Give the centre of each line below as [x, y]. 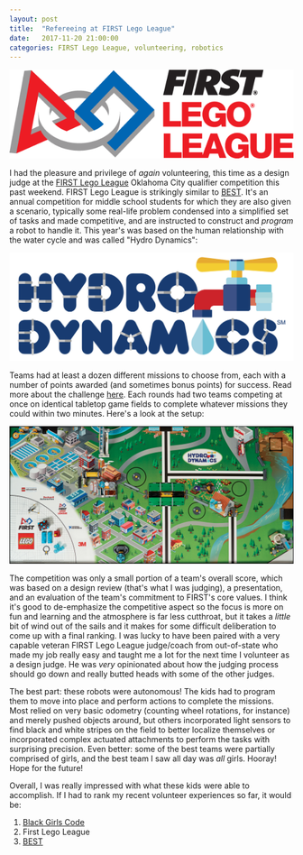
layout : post [34, 19]
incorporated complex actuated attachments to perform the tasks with [140, 739]
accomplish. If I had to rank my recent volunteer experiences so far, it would [151, 795]
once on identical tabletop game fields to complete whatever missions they [149, 404]
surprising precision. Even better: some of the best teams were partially [142, 749]
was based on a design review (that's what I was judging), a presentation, [146, 587]
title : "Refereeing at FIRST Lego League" [92, 28]
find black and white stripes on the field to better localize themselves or [142, 730]
